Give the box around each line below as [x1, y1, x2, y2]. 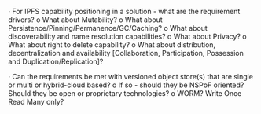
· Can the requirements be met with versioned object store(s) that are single [8, 72, 254, 81]
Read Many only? [8, 97, 64, 106]
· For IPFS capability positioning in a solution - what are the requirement [8, 7, 241, 16]
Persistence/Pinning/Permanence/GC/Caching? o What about [8, 24, 208, 32]
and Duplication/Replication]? [8, 57, 104, 66]
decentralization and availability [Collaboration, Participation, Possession [8, 49, 244, 57]
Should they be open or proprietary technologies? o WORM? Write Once [8, 89, 242, 97]
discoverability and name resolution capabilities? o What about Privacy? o [8, 31, 247, 41]
